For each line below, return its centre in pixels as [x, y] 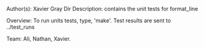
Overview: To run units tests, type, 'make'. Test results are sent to [89, 20]
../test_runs [20, 27]
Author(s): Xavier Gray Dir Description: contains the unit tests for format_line [102, 9]
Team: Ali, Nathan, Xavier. [39, 39]
